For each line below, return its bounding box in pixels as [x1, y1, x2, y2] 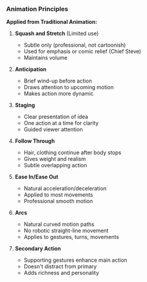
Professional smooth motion [23, 198, 93, 205]
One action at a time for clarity [23, 119, 99, 127]
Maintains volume [23, 54, 68, 62]
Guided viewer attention [23, 126, 83, 133]
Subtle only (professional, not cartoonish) [23, 41, 126, 49]
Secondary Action [14, 245, 62, 252]
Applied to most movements [23, 191, 93, 198]
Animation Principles [6, 5, 69, 13]
